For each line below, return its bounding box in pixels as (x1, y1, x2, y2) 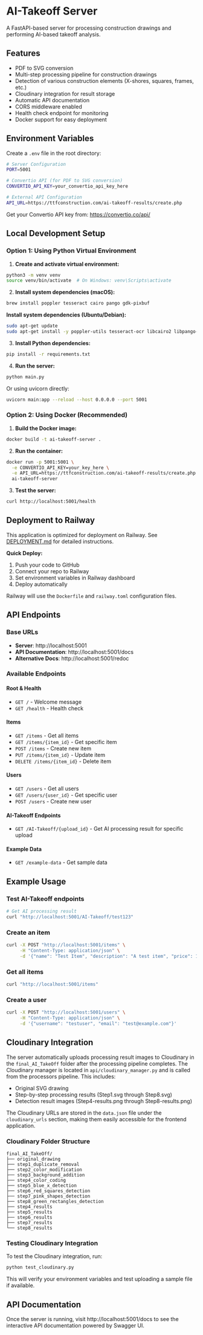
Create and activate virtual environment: (14, 260, 120, 268)
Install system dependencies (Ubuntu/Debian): (6, 311, 127, 318)
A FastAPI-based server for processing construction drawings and (6, 24, 172, 31)
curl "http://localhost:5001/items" (6, 981, 98, 987)
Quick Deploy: (6, 549, 43, 556)
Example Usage (6, 876, 66, 886)
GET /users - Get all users (14, 785, 79, 793)
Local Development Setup (6, 228, 106, 239)
